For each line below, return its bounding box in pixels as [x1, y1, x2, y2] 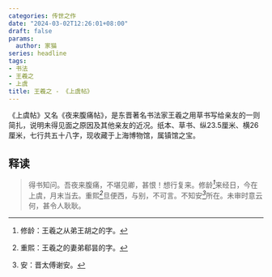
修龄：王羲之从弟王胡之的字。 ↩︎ [19, 225, 128, 235]
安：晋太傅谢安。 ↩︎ [19, 260, 86, 270]
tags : [8, 58, 27, 66]
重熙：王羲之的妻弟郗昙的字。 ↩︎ [19, 242, 128, 252]
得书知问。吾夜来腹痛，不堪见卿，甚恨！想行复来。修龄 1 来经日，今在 [28, 179, 258, 190]
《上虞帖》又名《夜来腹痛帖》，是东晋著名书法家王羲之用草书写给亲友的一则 [8, 110, 261, 120]
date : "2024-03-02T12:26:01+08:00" [8, 19, 129, 28]
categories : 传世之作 [8, 11, 77, 20]
